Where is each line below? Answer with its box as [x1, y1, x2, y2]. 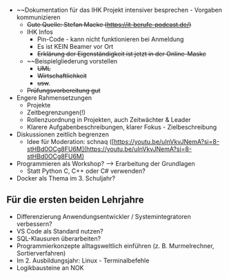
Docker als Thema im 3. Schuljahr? [16, 174, 115, 182]
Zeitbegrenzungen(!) [26, 108, 86, 116]
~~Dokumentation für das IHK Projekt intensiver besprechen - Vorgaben [16, 6, 222, 14]
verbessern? [16, 220, 52, 228]
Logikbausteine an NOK [16, 263, 84, 271]
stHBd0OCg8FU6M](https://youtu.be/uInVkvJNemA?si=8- [26, 145, 192, 153]
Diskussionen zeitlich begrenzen [16, 130, 110, 138]
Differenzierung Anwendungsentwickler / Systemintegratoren [16, 212, 191, 220]
